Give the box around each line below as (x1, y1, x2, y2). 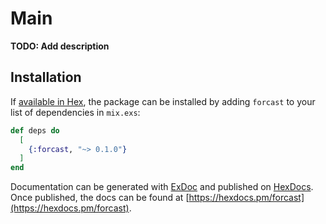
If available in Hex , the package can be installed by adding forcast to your (10, 95, 316, 107)
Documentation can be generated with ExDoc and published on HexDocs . (10, 181, 314, 193)
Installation (10, 69, 82, 86)
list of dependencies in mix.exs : (10, 106, 141, 118)
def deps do (10, 125, 60, 136)
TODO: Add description (10, 40, 110, 52)
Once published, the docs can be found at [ (10, 192, 190, 204)
